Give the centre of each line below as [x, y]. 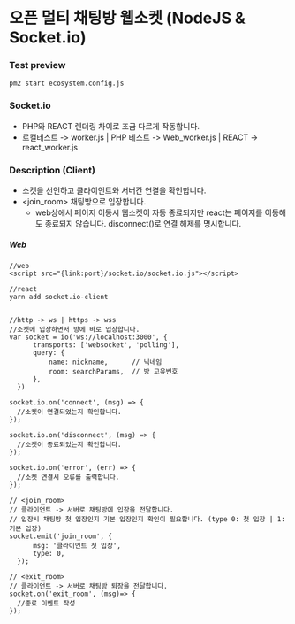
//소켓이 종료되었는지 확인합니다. [69, 445]
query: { [49, 353]
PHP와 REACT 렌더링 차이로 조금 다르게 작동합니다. [111, 126]
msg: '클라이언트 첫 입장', [77, 546]
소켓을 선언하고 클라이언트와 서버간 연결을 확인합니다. [114, 190]
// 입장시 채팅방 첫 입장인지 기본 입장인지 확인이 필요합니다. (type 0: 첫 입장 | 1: [147, 520]
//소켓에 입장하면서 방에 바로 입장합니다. [75, 330]
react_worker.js [49, 147]
